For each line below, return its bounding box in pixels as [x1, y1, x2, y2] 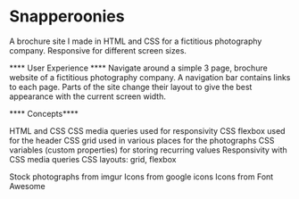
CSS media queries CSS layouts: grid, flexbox [9, 153, 177, 164]
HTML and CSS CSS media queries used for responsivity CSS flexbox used [9, 125, 286, 136]
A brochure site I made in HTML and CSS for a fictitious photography [9, 36, 262, 46]
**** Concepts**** [9, 108, 79, 119]
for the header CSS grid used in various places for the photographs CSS [9, 135, 275, 145]
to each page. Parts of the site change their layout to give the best [9, 81, 253, 92]
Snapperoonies [9, 6, 125, 27]
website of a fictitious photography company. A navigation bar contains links [9, 71, 291, 82]
